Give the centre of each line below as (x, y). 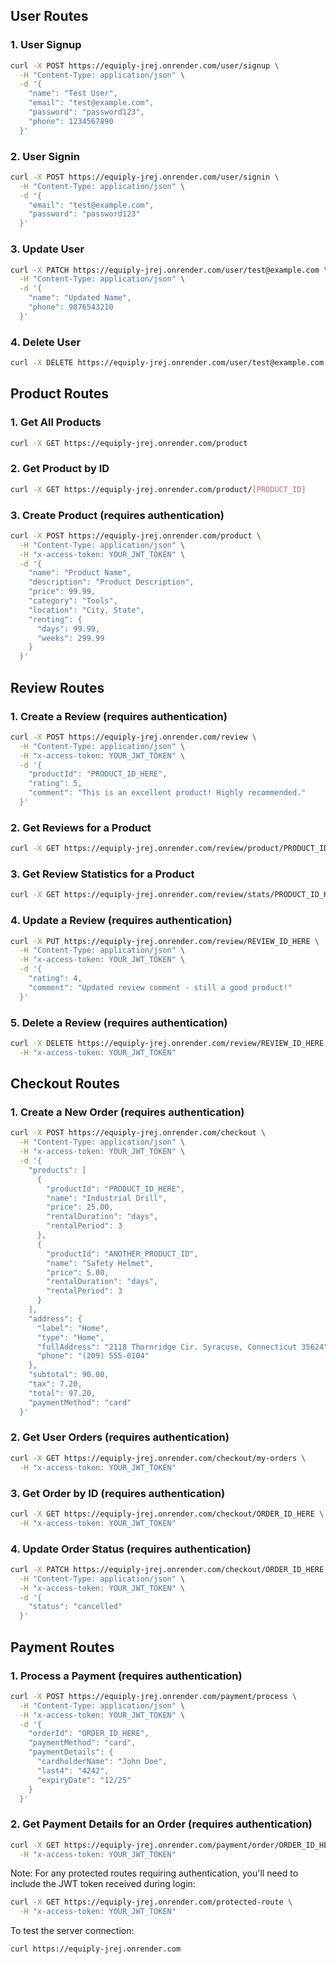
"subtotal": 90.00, (69, 1375)
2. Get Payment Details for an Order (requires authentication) (161, 1824)
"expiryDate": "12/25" (84, 1780)
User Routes (49, 16)
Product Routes (60, 394)
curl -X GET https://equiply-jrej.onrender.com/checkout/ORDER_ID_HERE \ (167, 1514)
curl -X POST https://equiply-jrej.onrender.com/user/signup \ (145, 65)
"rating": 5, (55, 784)
